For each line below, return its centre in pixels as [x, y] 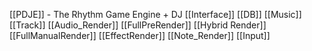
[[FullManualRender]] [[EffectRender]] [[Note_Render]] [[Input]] [140, 35]
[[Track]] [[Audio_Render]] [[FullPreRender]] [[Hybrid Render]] [138, 25]
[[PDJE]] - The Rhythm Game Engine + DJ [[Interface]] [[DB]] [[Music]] [155, 14]
